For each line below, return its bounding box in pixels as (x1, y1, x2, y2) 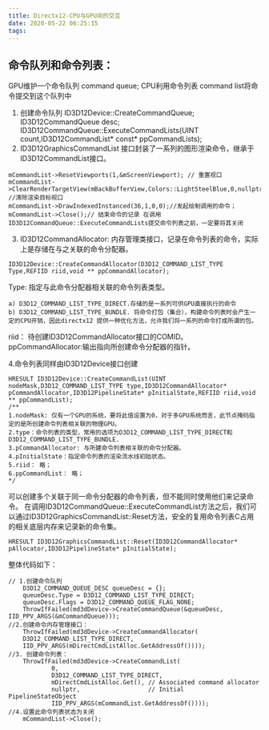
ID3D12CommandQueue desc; (19, 117, 120, 127)
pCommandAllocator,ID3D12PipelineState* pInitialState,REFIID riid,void (8, 389, 256, 397)
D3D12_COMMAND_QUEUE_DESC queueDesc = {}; (22, 584, 167, 593)
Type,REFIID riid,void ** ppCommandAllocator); (8, 268, 171, 276)
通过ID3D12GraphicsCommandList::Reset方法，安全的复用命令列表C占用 (14, 512, 255, 522)
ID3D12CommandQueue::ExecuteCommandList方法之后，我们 (45, 502, 251, 511)
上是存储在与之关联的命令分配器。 (19, 244, 133, 254)
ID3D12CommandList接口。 (19, 154, 110, 163)
